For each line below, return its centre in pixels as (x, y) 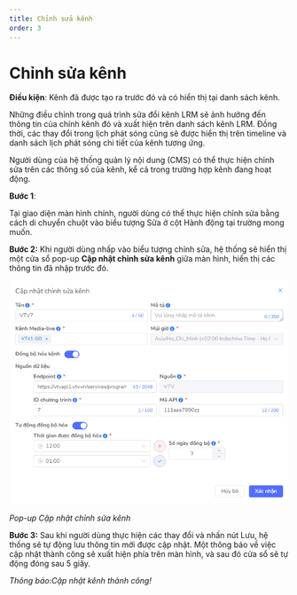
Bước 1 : (23, 196)
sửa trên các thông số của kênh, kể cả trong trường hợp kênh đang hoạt (141, 169)
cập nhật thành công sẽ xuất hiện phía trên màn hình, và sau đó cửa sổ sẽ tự (149, 554)
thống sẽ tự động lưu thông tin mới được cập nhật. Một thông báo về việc (143, 544)
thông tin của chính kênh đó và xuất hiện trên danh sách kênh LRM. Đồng (143, 124)
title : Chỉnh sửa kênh (51, 19)
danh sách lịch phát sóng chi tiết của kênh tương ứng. (107, 143)
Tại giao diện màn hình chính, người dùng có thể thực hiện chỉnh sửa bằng (145, 214)
